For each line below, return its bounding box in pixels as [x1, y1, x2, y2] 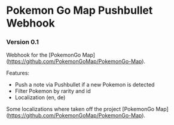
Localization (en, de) [14, 94, 66, 101]
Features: [6, 70, 30, 77]
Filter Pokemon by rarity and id [14, 88, 91, 95]
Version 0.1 [6, 38, 39, 46]
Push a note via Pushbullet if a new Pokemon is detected [14, 81, 155, 88]
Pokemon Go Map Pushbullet [6, 4, 153, 17]
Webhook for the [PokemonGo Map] [6, 52, 96, 59]
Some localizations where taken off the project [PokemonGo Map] [6, 106, 169, 113]
